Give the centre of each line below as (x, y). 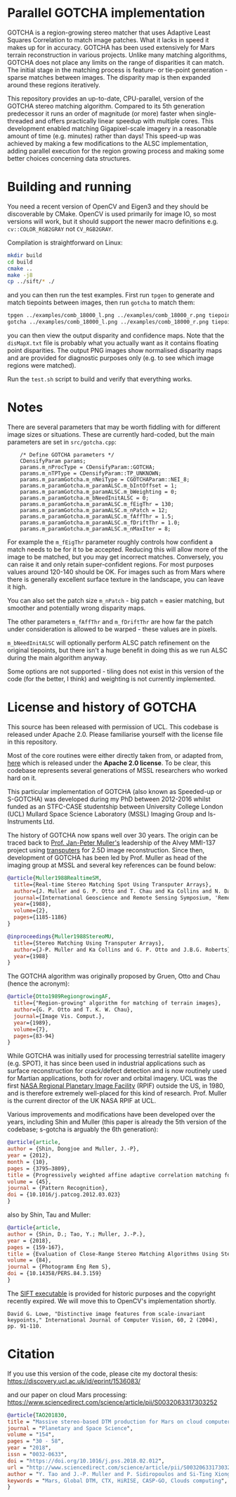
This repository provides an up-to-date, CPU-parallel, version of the (105, 98)
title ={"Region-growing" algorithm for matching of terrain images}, (117, 1003)
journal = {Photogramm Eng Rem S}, (59, 1267)
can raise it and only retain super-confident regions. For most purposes (111, 564)
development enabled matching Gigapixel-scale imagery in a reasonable (112, 128)
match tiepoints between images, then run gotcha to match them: (101, 303)
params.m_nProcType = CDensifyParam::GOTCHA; (88, 467)
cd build (20, 262)
